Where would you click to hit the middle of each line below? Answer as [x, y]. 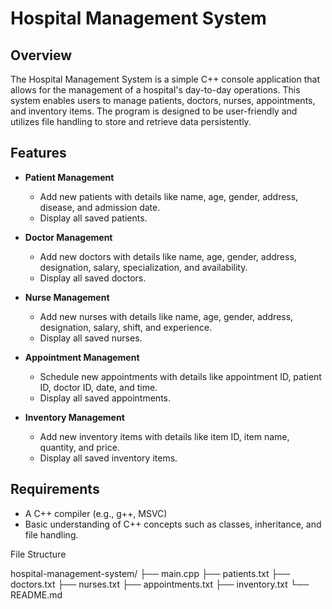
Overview [41, 55]
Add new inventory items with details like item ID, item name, [164, 436]
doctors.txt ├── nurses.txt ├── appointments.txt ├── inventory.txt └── [160, 584]
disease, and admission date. [100, 207]
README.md [36, 594]
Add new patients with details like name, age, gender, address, [169, 196]
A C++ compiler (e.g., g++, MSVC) [96, 513]
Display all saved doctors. [93, 278]
